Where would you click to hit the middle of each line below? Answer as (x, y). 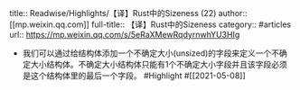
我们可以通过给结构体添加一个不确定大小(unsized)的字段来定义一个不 (151, 53)
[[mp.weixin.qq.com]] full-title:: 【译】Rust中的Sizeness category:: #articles (150, 24)
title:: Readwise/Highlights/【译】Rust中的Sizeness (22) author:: (128, 13)
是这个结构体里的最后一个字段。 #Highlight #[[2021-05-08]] (134, 76)
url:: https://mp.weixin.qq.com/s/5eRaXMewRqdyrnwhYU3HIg (125, 35)
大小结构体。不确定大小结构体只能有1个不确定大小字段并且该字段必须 (159, 64)
